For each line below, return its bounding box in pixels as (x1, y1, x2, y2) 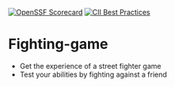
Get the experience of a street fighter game (19, 61, 162, 70)
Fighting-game (8, 36, 108, 53)
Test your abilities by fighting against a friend (19, 70, 168, 79)
